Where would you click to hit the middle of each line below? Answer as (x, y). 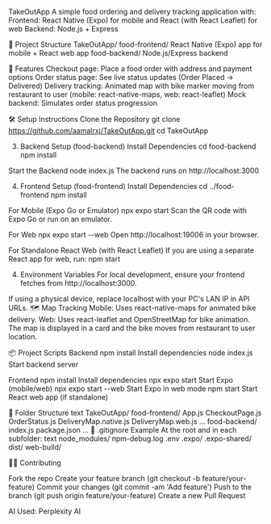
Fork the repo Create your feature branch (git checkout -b (104, 478)
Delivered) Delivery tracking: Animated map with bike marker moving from (131, 86)
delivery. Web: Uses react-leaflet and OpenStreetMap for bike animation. (129, 319)
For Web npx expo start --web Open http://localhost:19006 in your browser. (134, 235)
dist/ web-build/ (35, 447)
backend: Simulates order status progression (83, 103)
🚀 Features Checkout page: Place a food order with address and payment (130, 69)
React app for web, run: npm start (65, 259)
